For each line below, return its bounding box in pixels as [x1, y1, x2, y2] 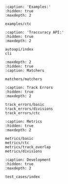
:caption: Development [5, 157, 51, 162]
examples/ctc [5, 21, 32, 26]
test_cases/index [5, 174, 40, 179]
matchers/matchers [5, 77, 42, 82]
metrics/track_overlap [5, 145, 51, 150]
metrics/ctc [5, 140, 29, 145]
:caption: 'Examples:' [5, 4, 51, 9]
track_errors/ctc [5, 111, 40, 116]
